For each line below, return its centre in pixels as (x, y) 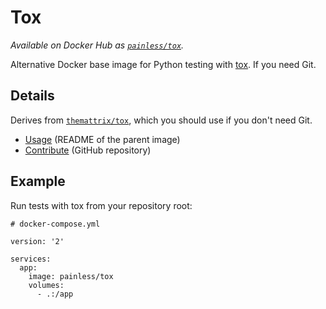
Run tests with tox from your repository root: (101, 205)
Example (38, 181)
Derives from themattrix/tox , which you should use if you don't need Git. (161, 120)
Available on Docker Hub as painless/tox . (97, 45)
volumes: (46, 285)
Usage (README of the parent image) (102, 139)
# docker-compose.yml (55, 224)
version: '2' (37, 241)
